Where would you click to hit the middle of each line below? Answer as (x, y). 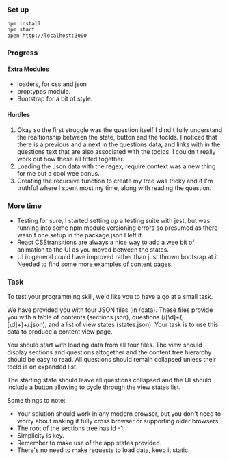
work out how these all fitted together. (70, 159)
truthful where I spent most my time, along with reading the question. (114, 188)
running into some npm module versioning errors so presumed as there (117, 228)
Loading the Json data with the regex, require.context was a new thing (116, 166)
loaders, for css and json (52, 84)
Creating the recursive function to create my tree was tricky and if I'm (115, 181)
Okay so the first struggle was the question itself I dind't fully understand (120, 130)
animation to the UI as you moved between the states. (93, 249)
